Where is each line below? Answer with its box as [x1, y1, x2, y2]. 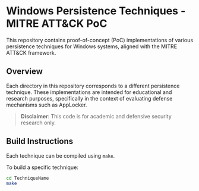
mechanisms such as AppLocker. [6, 101, 87, 108]
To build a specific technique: [6, 164, 78, 171]
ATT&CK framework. [6, 49, 56, 56]
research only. [20, 119, 56, 126]
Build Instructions [6, 136, 74, 146]
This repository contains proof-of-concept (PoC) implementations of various [6, 36, 194, 43]
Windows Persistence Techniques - [6, 4, 186, 18]
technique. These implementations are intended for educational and [6, 88, 172, 96]
